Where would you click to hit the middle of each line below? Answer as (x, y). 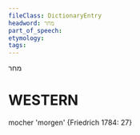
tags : (17, 46)
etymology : (26, 38)
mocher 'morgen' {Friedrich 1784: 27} (70, 123)
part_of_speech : (35, 30)
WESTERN (43, 100)
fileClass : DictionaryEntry (55, 16)
